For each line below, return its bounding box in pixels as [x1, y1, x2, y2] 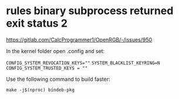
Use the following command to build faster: [6, 75, 110, 82]
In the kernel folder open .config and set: [6, 47, 105, 54]
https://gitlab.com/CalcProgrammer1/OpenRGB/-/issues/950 [6, 36, 153, 43]
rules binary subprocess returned [6, 4, 174, 18]
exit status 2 [6, 16, 67, 30]
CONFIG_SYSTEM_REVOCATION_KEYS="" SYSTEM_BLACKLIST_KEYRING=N [6, 60, 160, 66]
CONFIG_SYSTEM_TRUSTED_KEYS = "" [6, 65, 88, 71]
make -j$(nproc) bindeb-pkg [6, 87, 75, 93]
